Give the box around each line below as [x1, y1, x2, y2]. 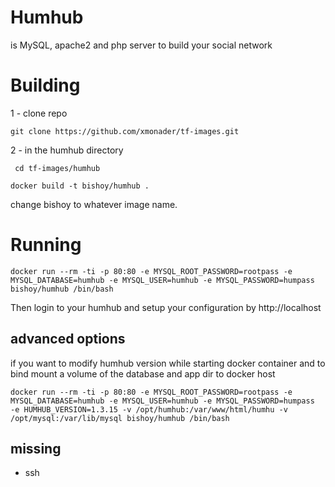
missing [10, 441, 62, 458]
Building [10, 74, 81, 97]
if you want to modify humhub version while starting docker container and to [10, 357, 326, 369]
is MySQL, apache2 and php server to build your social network [10, 39, 273, 51]
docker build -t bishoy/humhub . [10, 181, 150, 191]
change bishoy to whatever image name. [10, 198, 178, 210]
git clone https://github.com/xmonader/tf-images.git [10, 126, 240, 136]
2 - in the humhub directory [10, 144, 124, 156]
